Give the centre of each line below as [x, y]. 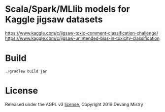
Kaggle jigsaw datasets [54, 19]
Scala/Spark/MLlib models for [67, 9]
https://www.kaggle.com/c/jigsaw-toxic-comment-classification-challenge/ [82, 33]
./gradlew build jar [26, 71]
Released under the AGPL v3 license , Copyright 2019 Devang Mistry [74, 104]
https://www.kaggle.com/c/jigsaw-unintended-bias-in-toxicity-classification [82, 38]
